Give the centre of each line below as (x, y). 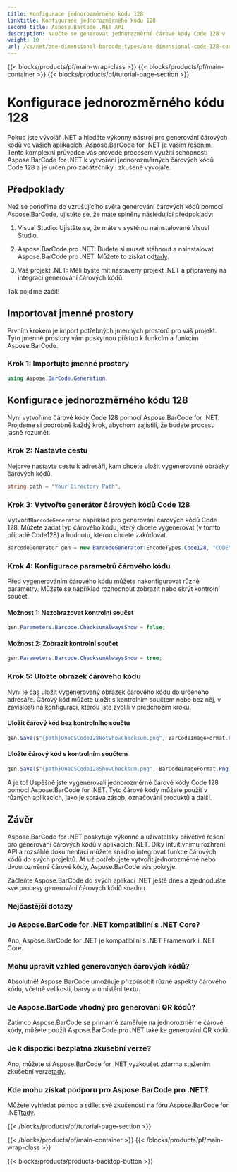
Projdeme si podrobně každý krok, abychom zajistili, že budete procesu (111, 425)
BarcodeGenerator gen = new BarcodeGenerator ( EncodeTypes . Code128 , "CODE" (120, 548)
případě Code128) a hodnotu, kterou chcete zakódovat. (87, 535)
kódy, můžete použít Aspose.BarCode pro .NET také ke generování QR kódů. (119, 1030)
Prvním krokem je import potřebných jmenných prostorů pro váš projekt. (112, 330)
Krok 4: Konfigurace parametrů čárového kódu (89, 566)
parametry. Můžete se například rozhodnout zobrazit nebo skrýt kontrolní (114, 589)
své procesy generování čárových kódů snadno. (77, 887)
